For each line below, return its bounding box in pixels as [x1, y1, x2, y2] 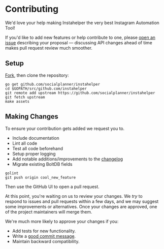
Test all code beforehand [12, 145, 63, 151]
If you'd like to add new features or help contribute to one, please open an [5, 34, 156, 40]
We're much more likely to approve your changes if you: [5, 218, 119, 224]
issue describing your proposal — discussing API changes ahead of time [5, 39, 153, 45]
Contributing [5, 3, 59, 15]
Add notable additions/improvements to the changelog [12, 156, 123, 162]
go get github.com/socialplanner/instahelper [5, 82, 100, 87]
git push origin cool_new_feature [5, 175, 76, 180]
